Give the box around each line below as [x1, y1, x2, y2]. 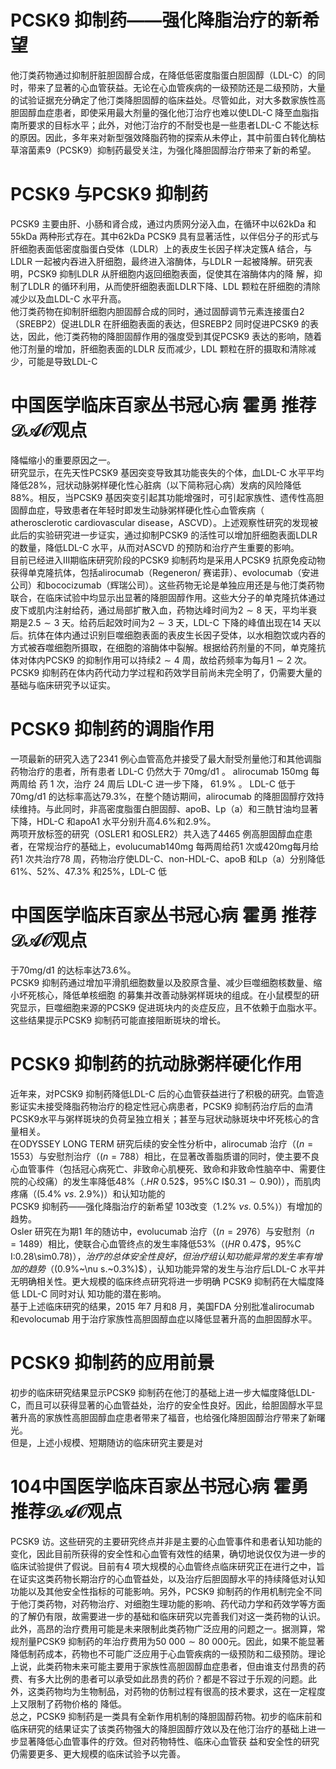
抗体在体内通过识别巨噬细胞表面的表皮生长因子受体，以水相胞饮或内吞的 [27, 629, 326, 641]
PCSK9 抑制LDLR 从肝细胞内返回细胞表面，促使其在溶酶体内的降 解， [27, 267, 314, 280]
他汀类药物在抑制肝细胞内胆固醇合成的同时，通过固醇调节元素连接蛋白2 [10, 305, 305, 317]
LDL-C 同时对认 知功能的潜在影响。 [21, 1287, 167, 1300]
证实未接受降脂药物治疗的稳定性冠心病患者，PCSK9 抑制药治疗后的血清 [18, 1100, 314, 1112]
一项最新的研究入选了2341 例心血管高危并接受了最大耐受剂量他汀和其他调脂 [10, 752, 322, 765]
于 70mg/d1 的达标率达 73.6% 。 [10, 964, 137, 976]
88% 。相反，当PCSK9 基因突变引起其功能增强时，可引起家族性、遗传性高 [10, 491, 316, 503]
